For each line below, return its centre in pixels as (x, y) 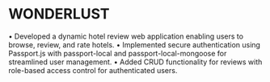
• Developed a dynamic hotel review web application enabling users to (126, 36)
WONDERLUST (59, 14)
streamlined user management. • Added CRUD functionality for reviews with (135, 62)
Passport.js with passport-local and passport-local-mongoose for (118, 53)
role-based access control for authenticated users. (93, 70)
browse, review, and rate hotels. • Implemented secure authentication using (135, 44)
